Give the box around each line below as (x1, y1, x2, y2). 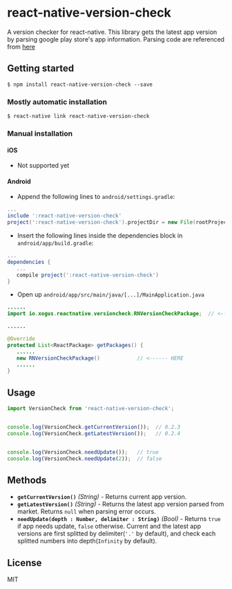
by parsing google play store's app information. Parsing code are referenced (7, 35, 225, 43)
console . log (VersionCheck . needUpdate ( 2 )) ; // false (7, 455, 162, 462)
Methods (7, 474, 47, 486)
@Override (7, 335, 36, 342)
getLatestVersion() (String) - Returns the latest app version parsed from (17, 500, 224, 509)
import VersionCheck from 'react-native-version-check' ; (7, 405, 175, 412)
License (7, 556, 42, 569)
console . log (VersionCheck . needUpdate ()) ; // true (7, 448, 159, 455)
